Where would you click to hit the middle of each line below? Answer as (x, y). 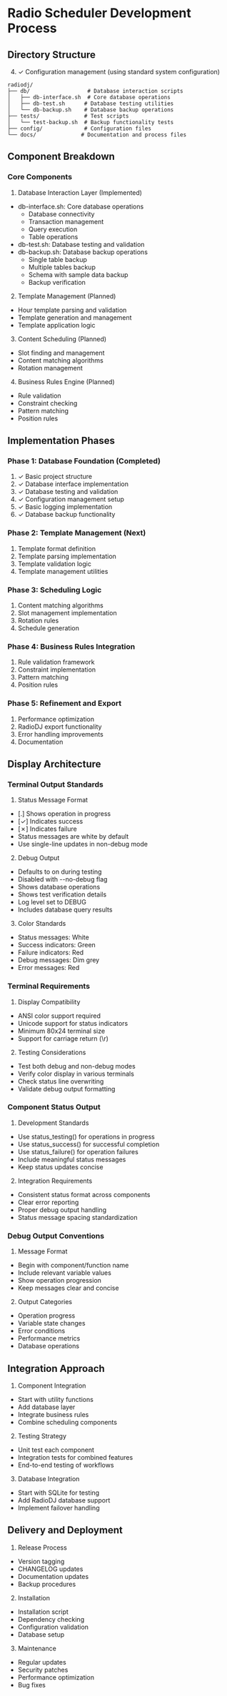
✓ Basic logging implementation (65, 507)
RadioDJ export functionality (60, 727)
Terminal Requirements (49, 986)
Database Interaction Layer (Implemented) (80, 192)
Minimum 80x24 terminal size (61, 1031)
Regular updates (42, 1662)
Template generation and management (75, 317)
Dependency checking (51, 1619)
